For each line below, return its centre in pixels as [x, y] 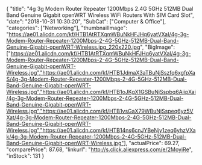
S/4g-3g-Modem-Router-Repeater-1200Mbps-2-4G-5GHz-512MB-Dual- [96, 79]
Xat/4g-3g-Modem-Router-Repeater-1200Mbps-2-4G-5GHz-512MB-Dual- [99, 117]
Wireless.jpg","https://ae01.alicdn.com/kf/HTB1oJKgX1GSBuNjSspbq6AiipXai [101, 92]
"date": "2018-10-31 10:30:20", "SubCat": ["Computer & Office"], [86, 21]
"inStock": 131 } [25, 156]
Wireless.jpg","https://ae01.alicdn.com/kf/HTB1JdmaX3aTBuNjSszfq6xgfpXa [101, 73]
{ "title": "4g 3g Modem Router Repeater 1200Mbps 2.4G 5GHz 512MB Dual [100, 9]
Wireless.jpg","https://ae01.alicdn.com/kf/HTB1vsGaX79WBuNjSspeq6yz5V [100, 111]
